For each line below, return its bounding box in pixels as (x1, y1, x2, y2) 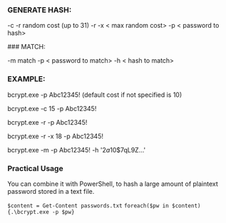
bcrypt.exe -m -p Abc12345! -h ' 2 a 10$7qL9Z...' (7, 145, 146, 154)
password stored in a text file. (7, 187, 95, 195)
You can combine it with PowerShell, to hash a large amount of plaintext (7, 180, 219, 188)
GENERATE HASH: (7, 5, 72, 15)
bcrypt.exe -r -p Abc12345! (7, 118, 88, 126)
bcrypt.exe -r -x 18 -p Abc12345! (7, 132, 103, 140)
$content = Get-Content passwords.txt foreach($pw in (7, 202, 169, 209)
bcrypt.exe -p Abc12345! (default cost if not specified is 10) (7, 90, 183, 99)
